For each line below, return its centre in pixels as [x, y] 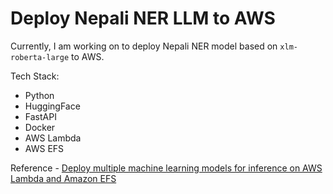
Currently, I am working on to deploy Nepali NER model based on [144, 46]
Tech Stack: [35, 76]
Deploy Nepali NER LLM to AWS [143, 18]
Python [39, 95]
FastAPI [40, 116]
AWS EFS [44, 148]
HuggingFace [52, 106]
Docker [40, 127]
